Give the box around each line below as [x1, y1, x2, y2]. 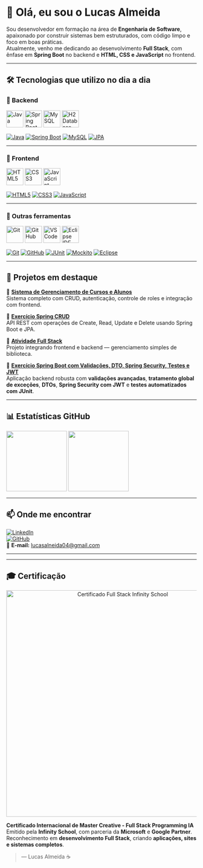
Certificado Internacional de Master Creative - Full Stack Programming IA [6, 821, 194, 829]
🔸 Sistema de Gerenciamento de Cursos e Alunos [6, 288, 132, 295]
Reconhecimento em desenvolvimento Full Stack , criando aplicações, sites [6, 835, 197, 842]
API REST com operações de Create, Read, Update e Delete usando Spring [6, 320, 193, 327]
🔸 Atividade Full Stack [6, 338, 62, 345]
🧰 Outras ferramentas [6, 211, 71, 220]
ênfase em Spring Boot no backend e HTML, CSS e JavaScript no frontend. [6, 51, 196, 58]
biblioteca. [6, 350, 33, 358]
